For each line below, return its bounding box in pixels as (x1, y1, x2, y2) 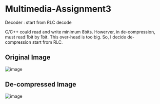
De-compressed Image (5, 80, 77, 88)
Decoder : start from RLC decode (5, 19, 72, 25)
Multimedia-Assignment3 (5, 3, 111, 15)
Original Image (5, 53, 51, 62)
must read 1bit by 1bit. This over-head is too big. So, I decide (5, 34, 126, 40)
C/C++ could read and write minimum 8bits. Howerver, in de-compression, (5, 29, 155, 35)
